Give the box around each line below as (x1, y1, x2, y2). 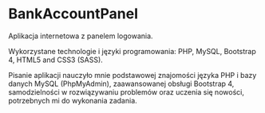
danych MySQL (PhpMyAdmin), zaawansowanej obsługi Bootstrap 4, (8, 79, 235, 88)
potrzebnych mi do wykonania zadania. (8, 95, 137, 105)
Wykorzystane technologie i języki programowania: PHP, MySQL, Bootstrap (8, 46, 257, 56)
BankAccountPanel (8, 5, 138, 23)
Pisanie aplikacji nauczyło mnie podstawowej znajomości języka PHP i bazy (8, 70, 257, 80)
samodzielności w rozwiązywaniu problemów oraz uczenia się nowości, (8, 87, 245, 96)
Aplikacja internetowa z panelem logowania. (8, 31, 153, 41)
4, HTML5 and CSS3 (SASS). (8, 55, 104, 64)
